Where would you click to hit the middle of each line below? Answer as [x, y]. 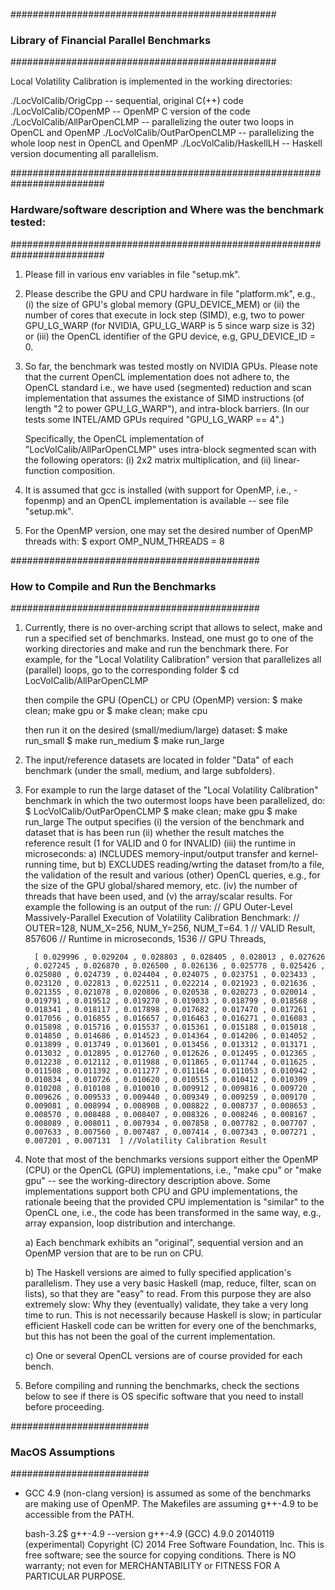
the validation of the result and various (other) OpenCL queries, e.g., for [172, 875]
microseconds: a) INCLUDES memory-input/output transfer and [155, 853]
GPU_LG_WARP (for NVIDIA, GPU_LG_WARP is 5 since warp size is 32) [170, 325]
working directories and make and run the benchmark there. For [156, 648]
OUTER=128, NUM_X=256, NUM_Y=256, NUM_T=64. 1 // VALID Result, [170, 928]
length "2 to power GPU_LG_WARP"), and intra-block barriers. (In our [167, 408]
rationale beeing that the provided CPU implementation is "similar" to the [174, 1201]
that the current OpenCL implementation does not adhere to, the [157, 376]
